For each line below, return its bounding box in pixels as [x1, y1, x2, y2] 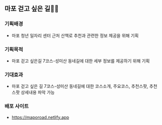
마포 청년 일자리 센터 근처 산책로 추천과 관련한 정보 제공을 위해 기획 [11, 32, 139, 38]
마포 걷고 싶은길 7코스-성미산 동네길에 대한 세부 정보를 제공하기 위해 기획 [11, 58, 150, 63]
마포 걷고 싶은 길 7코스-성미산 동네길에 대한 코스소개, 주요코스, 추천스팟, [11, 83, 149, 89]
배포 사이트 [4, 103, 29, 110]
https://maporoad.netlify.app [11, 114, 69, 120]
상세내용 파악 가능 [20, 89, 55, 95]
